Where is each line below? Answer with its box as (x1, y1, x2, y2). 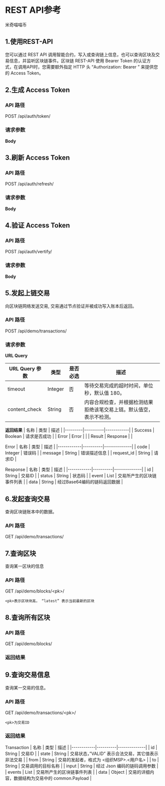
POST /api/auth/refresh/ (5, 181, 54, 187)
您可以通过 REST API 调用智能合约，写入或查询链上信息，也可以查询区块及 (5, 51, 156, 57)
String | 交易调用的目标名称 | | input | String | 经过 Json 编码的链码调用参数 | (5, 763, 159, 769)
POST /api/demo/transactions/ (5, 328, 67, 334)
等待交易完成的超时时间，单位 (84, 382, 153, 389)
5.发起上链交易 (5, 289, 50, 297)
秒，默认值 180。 (84, 390, 125, 396)
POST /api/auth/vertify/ (5, 249, 53, 255)
